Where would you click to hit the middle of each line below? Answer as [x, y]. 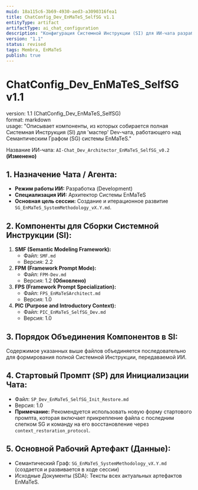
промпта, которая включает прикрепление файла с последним [94, 418]
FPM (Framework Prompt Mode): [55, 268]
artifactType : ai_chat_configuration [52, 28]
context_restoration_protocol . [52, 430]
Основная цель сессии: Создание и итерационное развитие [91, 201]
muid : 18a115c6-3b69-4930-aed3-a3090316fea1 [62, 11]
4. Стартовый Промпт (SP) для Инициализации [98, 375]
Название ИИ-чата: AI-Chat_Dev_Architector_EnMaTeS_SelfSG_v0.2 [88, 150]
